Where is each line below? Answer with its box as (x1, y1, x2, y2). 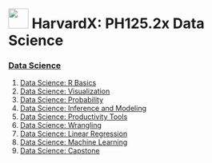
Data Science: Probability (19, 95, 104, 105)
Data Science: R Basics (19, 78, 97, 88)
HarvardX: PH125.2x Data (31, 14, 205, 33)
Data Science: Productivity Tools (19, 112, 128, 121)
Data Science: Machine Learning (19, 137, 128, 147)
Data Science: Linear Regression (19, 129, 128, 139)
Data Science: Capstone (19, 146, 100, 156)
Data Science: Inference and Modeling (19, 104, 146, 113)
